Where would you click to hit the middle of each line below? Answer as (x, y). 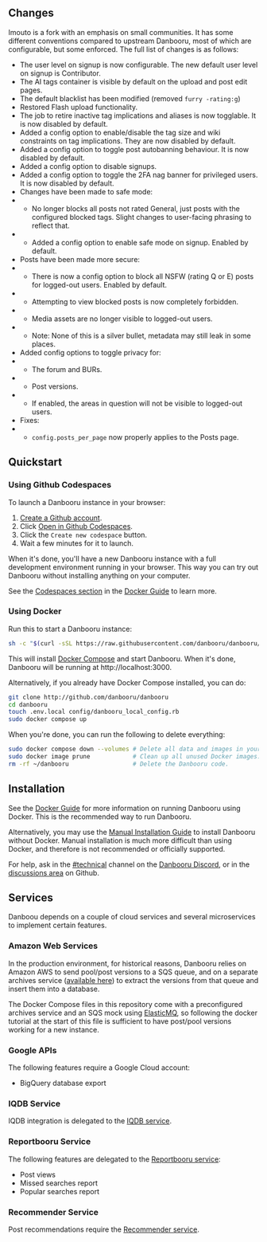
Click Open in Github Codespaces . (76, 526)
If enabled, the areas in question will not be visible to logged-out (137, 403)
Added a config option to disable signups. (88, 166)
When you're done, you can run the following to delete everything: (117, 735)
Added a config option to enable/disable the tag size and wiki (120, 132)
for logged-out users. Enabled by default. (99, 284)
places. (44, 344)
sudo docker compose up (48, 719)
